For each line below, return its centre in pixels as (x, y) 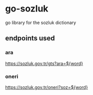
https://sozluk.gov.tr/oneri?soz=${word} (47, 87)
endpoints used (30, 38)
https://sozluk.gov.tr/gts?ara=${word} (44, 63)
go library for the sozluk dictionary (41, 22)
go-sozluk (27, 9)
